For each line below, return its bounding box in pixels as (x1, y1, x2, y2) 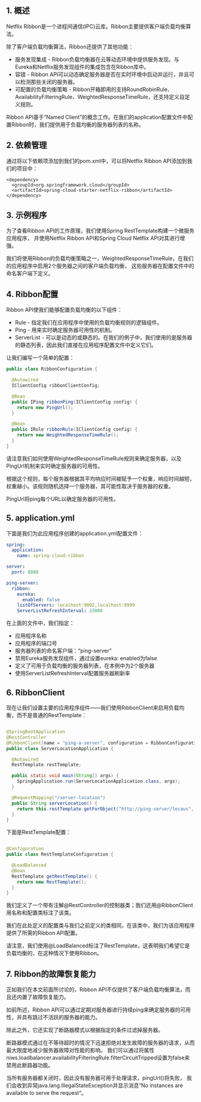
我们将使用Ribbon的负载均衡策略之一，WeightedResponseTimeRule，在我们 (6, 255, 194, 262)
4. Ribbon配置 (6, 289, 59, 299)
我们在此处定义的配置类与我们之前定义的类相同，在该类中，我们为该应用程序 (6, 922, 195, 929)
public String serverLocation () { (11, 800, 98, 806)
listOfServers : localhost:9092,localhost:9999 (17, 602, 135, 609)
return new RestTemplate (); (17, 879, 87, 885)
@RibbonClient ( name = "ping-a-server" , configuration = (6, 740, 148, 746)
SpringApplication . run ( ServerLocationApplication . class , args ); (17, 778, 181, 784)
